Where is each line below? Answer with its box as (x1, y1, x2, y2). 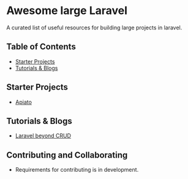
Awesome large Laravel (6, 4, 127, 18)
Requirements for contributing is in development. (15, 166, 139, 174)
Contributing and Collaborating (6, 150, 128, 160)
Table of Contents (6, 42, 77, 52)
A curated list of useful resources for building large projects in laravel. (6, 24, 182, 31)
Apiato (15, 98, 32, 106)
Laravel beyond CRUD (15, 132, 72, 139)
